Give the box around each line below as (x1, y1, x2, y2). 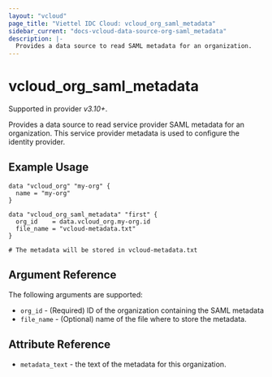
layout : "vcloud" (8, 11, 67, 20)
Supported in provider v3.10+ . (8, 104, 108, 114)
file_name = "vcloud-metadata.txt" (15, 224, 136, 232)
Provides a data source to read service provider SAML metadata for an (8, 119, 245, 130)
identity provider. (8, 137, 66, 147)
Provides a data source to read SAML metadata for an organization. (15, 42, 253, 50)
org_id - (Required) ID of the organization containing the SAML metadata (19, 305, 265, 315)
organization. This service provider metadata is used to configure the (8, 128, 240, 138)
